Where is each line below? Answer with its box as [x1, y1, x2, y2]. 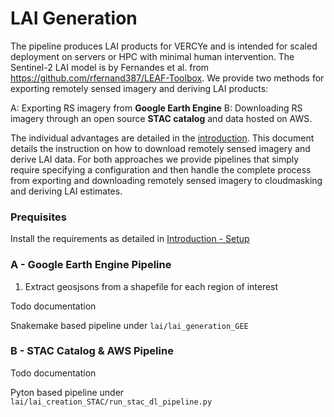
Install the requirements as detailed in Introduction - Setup [10, 233, 250, 245]
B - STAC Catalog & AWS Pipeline [10, 344, 174, 358]
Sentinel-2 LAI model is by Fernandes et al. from [10, 61, 210, 73]
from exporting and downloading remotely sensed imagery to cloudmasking [10, 174, 323, 186]
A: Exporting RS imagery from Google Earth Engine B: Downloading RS [10, 102, 303, 114]
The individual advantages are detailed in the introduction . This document [10, 132, 315, 144]
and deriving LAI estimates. [10, 185, 123, 197]
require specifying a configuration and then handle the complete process [10, 163, 312, 176]
